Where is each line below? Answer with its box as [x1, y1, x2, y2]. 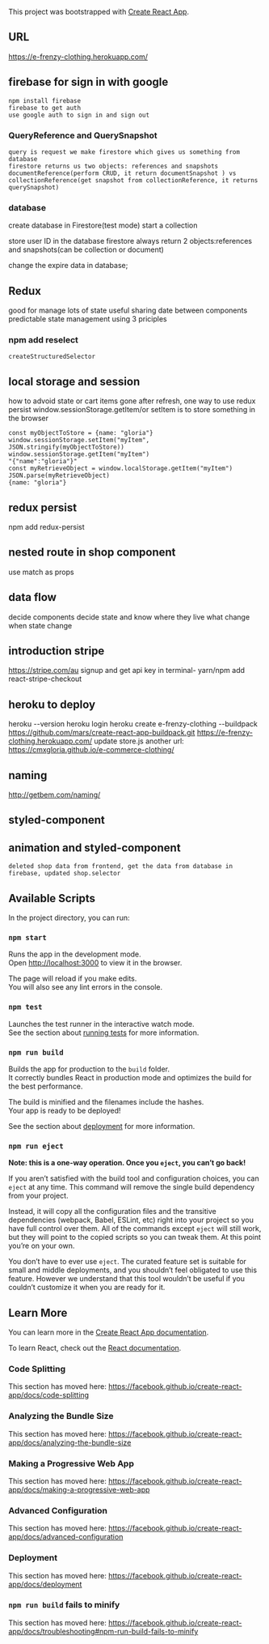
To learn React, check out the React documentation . [8, 1344, 182, 1353]
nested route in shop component [8, 546, 176, 560]
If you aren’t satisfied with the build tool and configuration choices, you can [8, 1173, 260, 1183]
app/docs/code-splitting [8, 1391, 90, 1400]
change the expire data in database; [8, 261, 128, 270]
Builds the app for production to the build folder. [8, 1064, 170, 1074]
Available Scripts [8, 891, 95, 905]
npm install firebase [8, 96, 82, 104]
